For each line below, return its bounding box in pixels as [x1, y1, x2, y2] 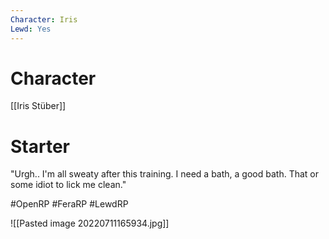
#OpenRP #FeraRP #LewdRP [10, 198, 129, 210]
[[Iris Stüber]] [10, 100, 67, 112]
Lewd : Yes [10, 24, 52, 34]
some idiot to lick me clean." [10, 179, 127, 191]
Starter [10, 135, 70, 158]
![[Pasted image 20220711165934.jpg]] [10, 217, 170, 230]
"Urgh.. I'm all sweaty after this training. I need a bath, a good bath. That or [10, 168, 319, 180]
